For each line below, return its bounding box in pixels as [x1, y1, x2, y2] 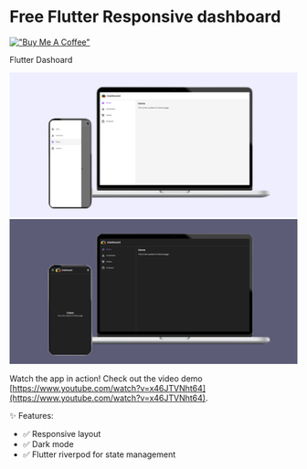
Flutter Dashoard [9, 54, 73, 65]
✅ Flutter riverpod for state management [22, 449, 176, 460]
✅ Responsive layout [22, 428, 101, 439]
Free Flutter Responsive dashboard [9, 6, 281, 27]
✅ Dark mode [22, 438, 75, 449]
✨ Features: [9, 410, 54, 421]
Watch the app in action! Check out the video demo [9, 372, 203, 384]
